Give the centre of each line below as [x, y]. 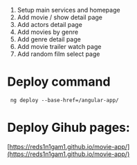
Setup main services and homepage [68, 10]
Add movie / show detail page [60, 17]
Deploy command [59, 82]
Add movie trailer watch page [59, 47]
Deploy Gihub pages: [68, 128]
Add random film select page [58, 54]
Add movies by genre [47, 32]
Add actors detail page [50, 25]
